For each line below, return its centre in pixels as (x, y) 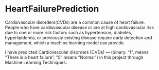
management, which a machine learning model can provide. (65, 42)
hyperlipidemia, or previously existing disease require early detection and (79, 38)
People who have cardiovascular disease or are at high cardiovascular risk (79, 27)
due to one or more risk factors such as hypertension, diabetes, (69, 32)
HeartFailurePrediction (52, 9)
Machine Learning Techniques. (36, 62)
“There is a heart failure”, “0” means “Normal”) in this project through (74, 57)
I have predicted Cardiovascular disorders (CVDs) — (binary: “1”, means (77, 52)
